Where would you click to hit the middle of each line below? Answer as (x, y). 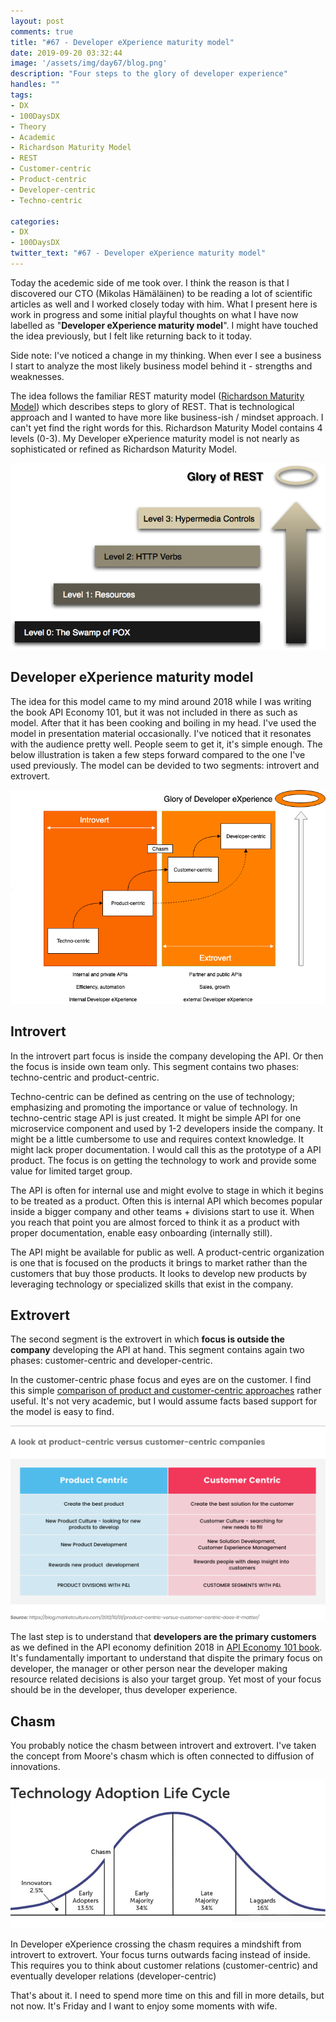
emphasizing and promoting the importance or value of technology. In (154, 1107)
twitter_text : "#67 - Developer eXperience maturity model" (138, 253)
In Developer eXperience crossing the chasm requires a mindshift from (156, 1944)
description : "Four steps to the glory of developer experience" (149, 74)
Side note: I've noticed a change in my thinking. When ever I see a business (166, 355)
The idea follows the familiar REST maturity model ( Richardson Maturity (157, 396)
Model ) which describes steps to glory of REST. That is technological (152, 406)
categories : (35, 221)
